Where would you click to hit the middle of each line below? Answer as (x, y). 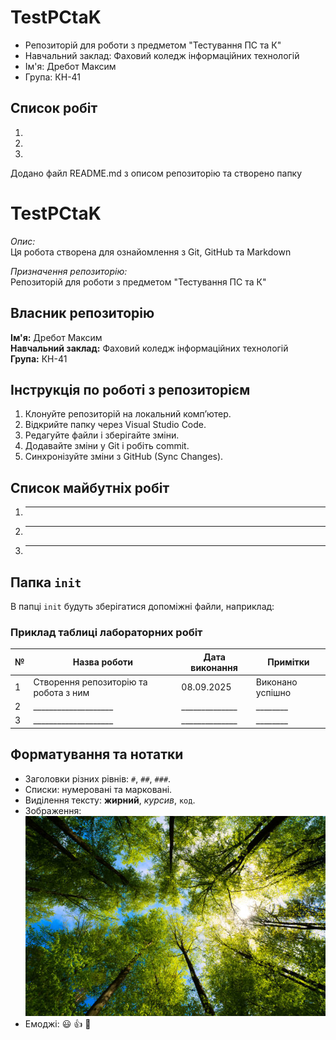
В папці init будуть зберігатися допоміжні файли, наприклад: (142, 606)
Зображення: (53, 810)
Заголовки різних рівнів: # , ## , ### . (98, 778)
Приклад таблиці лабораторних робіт (106, 632)
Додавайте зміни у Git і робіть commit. (107, 446)
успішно (273, 692)
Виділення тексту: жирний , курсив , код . (110, 800)
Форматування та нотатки (97, 754)
